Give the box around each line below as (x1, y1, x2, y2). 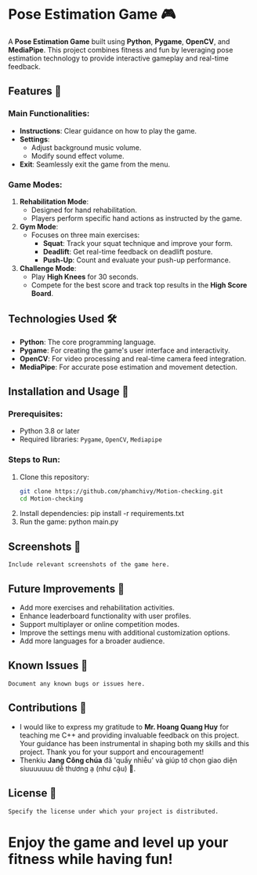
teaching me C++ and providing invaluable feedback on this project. (19, 730, 240, 740)
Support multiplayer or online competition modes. (19, 620, 180, 629)
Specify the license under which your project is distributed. (8, 807, 219, 815)
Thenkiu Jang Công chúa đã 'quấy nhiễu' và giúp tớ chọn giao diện (19, 755, 237, 765)
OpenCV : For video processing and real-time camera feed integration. (19, 353, 247, 363)
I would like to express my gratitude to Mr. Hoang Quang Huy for (19, 722, 230, 731)
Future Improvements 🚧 (8, 582, 125, 595)
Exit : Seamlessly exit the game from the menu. (19, 159, 171, 169)
